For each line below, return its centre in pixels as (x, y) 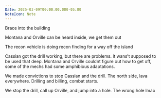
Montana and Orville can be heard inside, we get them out (63, 37)
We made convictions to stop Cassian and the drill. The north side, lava (76, 76)
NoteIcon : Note (20, 14)
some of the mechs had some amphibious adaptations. (60, 66)
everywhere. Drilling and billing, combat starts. (52, 81)
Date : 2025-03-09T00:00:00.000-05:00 (43, 9)
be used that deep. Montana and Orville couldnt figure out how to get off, (78, 61)
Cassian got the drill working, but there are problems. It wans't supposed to (81, 56)
